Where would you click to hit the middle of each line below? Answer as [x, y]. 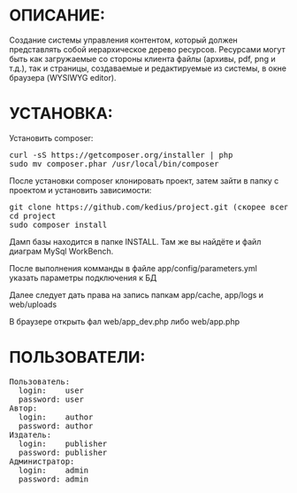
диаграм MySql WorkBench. [61, 251]
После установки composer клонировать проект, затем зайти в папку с [144, 180]
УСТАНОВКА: [61, 114]
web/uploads [33, 304]
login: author [56, 417]
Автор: [23, 408]
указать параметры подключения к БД [83, 278]
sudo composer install [58, 224]
